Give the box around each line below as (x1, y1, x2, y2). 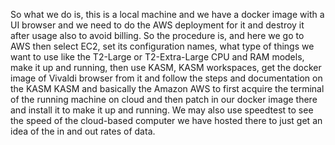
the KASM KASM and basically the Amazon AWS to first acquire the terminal (10, 83, 325, 94)
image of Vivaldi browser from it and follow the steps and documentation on (10, 72, 323, 84)
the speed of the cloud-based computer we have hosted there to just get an (10, 115, 323, 126)
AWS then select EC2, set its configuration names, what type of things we (10, 40, 315, 52)
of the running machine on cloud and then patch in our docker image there (10, 94, 318, 105)
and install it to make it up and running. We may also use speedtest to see (10, 104, 314, 116)
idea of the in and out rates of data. (10, 125, 156, 137)
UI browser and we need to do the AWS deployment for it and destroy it (10, 19, 305, 31)
